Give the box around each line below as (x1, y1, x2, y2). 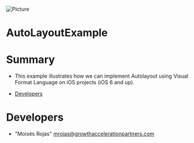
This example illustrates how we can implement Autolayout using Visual (14, 72, 189, 79)
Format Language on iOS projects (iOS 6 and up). (14, 79, 134, 86)
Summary (6, 53, 55, 66)
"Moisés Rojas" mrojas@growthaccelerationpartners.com (14, 130, 154, 138)
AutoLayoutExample (6, 26, 108, 39)
